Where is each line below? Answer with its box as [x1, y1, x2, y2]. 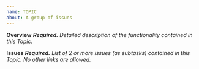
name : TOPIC [6, 8, 37, 15]
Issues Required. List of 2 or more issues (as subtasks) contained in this [6, 49, 190, 56]
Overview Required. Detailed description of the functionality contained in [6, 31, 193, 38]
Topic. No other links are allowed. [6, 56, 91, 63]
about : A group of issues [6, 15, 72, 21]
